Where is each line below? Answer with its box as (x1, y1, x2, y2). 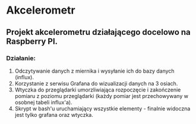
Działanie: (6, 54, 36, 62)
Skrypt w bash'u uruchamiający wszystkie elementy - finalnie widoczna (14, 105, 191, 112)
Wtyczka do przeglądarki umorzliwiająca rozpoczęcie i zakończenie (14, 86, 181, 93)
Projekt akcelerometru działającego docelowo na (6, 27, 191, 37)
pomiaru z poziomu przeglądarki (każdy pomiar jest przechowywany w (14, 92, 189, 99)
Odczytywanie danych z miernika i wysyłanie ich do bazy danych (14, 67, 175, 74)
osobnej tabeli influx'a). (14, 99, 72, 106)
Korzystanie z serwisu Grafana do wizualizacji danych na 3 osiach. (14, 80, 178, 87)
